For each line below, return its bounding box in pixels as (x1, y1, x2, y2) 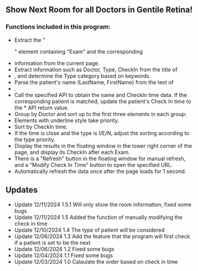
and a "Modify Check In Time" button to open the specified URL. (14, 161, 173, 168)
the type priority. (14, 136, 55, 143)
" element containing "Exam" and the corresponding (14, 48, 143, 55)
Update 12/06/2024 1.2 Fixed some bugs (14, 245, 115, 252)
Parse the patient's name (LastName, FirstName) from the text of (14, 78, 174, 86)
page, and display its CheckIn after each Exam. (14, 148, 130, 156)
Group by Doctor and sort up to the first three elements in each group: (14, 110, 187, 117)
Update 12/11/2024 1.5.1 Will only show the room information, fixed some (14, 200, 191, 208)
